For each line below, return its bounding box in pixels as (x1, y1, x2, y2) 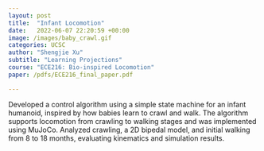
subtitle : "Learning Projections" (8, 56, 123, 64)
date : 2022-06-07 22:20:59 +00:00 (8, 26, 130, 34)
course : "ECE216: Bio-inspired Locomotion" (8, 64, 155, 72)
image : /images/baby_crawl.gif (8, 33, 112, 42)
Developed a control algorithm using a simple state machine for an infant (8, 99, 247, 109)
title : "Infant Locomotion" (8, 19, 105, 27)
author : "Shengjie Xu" (8, 48, 83, 56)
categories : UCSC (8, 41, 66, 49)
